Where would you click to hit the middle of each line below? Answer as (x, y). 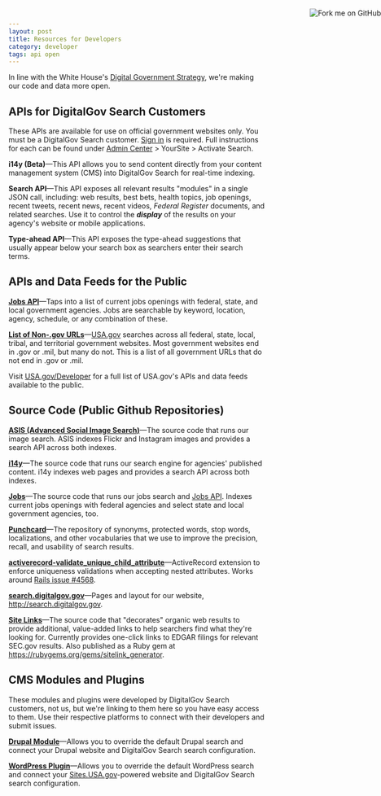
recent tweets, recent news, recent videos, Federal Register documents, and (137, 206)
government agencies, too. (54, 514)
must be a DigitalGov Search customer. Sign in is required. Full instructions (134, 140)
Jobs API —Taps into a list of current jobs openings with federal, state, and (133, 301)
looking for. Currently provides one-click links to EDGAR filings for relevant (134, 637)
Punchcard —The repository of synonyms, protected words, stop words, (129, 529)
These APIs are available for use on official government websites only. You (134, 131)
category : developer (44, 46)
